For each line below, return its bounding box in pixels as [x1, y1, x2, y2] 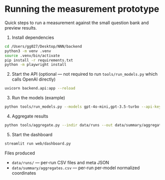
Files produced [4, 150, 35, 156]
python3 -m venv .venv [4, 48, 51, 54]
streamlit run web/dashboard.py [4, 141, 71, 146]
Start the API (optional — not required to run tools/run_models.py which [11, 71, 158, 77]
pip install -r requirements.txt [4, 58, 73, 62]
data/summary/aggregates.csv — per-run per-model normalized [11, 165, 140, 171]
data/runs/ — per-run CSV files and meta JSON [11, 159, 109, 165]
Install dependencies [11, 34, 55, 40]
